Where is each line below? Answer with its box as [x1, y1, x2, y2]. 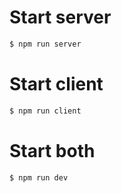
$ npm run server [9, 39, 82, 49]
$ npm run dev [9, 172, 69, 183]
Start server [9, 6, 112, 29]
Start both [9, 139, 96, 162]
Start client [9, 73, 104, 95]
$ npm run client [9, 106, 82, 116]
